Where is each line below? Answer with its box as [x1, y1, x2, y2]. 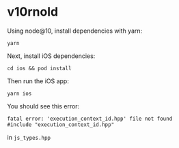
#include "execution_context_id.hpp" [7, 121, 115, 128]
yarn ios [7, 90, 32, 97]
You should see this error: [7, 102, 80, 110]
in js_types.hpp [7, 133, 51, 141]
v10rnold [7, 4, 59, 20]
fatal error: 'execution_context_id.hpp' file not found [7, 115, 173, 122]
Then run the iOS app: [7, 76, 70, 85]
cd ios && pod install [7, 65, 72, 72]
